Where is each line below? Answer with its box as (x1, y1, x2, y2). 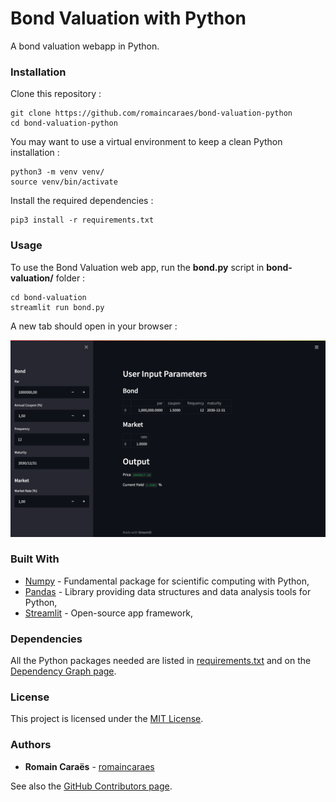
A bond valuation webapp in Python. (10, 40, 160, 52)
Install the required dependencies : (10, 195, 154, 207)
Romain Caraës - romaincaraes (24, 760, 155, 772)
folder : (55, 272, 86, 284)
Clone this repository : (10, 88, 102, 100)
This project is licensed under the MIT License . (10, 713, 204, 725)
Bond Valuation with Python (10, 7, 247, 30)
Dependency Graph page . (10, 665, 117, 677)
